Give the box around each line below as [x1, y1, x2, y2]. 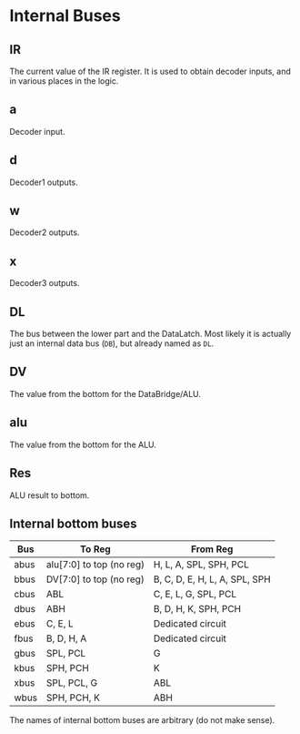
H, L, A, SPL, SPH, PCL [153, 558, 250, 571]
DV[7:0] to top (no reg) [45, 573, 145, 586]
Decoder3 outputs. [9, 278, 80, 289]
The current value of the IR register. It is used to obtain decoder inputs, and [9, 66, 291, 76]
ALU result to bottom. [9, 489, 90, 501]
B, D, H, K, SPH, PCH [153, 603, 242, 616]
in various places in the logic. [9, 76, 119, 87]
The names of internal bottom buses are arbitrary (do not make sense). [9, 715, 275, 726]
